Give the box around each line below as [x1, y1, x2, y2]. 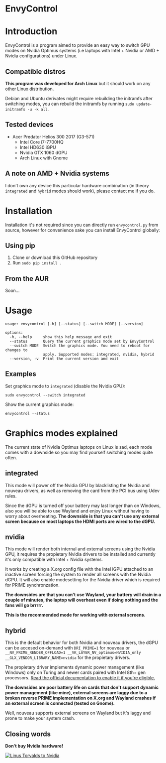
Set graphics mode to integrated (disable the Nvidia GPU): [5, 383, 126, 389]
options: [5, 330, 23, 335]
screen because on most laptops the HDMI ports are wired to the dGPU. [5, 518, 156, 524]
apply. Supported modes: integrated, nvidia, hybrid [43, 352, 155, 357]
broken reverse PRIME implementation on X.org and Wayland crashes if [5, 695, 156, 701]
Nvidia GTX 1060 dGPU [19, 149, 68, 155]
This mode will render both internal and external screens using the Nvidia [5, 546, 156, 552]
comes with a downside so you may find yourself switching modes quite [5, 449, 153, 455]
